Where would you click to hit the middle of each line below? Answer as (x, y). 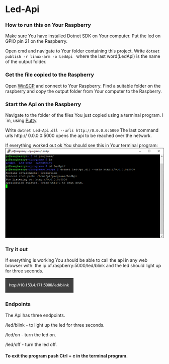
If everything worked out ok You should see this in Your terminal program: (82, 145)
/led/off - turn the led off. (31, 344)
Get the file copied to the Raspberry (50, 75)
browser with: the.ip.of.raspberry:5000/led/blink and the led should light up (83, 266)
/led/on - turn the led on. (31, 335)
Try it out (17, 249)
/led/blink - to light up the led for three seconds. (55, 325)
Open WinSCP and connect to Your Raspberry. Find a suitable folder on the (83, 86)
